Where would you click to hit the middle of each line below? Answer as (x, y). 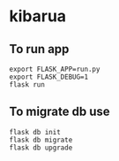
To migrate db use (59, 112)
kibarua (38, 16)
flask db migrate (41, 140)
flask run (27, 85)
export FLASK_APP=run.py (55, 69)
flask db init (35, 132)
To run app (39, 49)
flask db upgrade (41, 148)
